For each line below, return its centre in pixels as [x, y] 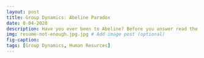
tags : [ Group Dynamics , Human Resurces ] [59, 46]
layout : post [23, 12]
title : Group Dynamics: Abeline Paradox [59, 18]
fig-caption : [23, 40]
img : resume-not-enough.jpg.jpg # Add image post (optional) [86, 34]
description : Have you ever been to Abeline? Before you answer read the [102, 29]
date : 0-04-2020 [27, 23]
